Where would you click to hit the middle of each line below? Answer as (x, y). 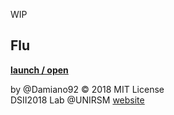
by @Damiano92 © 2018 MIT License (87, 89)
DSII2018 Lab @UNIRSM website (77, 100)
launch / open (39, 70)
